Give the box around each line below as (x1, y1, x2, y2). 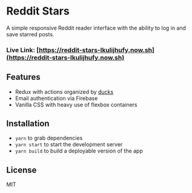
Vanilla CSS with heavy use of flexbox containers (15, 101, 137, 108)
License (6, 165, 37, 175)
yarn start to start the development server (15, 141, 123, 148)
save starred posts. (6, 30, 55, 38)
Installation (6, 119, 50, 129)
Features (6, 72, 41, 82)
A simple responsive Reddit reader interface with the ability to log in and (6, 24, 187, 31)
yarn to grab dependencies (15, 134, 83, 142)
